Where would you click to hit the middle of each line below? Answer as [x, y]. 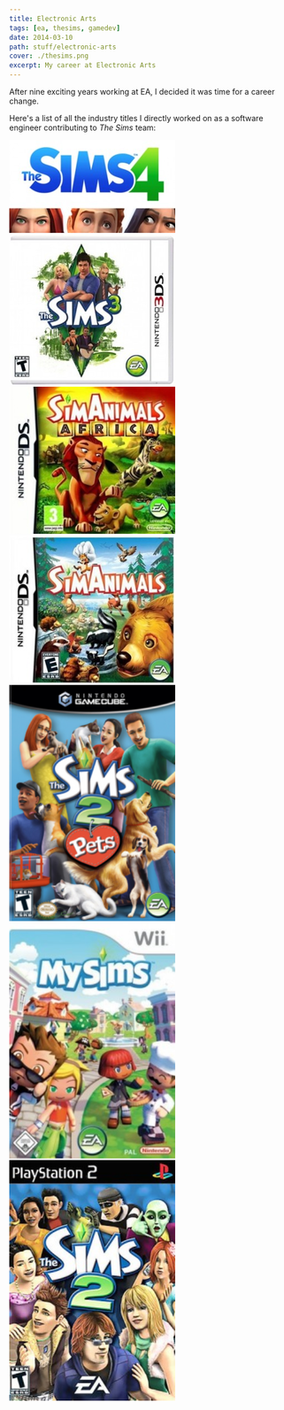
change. [24, 101]
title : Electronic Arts [53, 19]
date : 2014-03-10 [41, 37]
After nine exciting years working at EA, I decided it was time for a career [142, 92]
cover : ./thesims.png [49, 56]
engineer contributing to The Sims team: [83, 127]
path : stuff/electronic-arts [63, 47]
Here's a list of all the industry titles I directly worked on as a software [136, 118]
